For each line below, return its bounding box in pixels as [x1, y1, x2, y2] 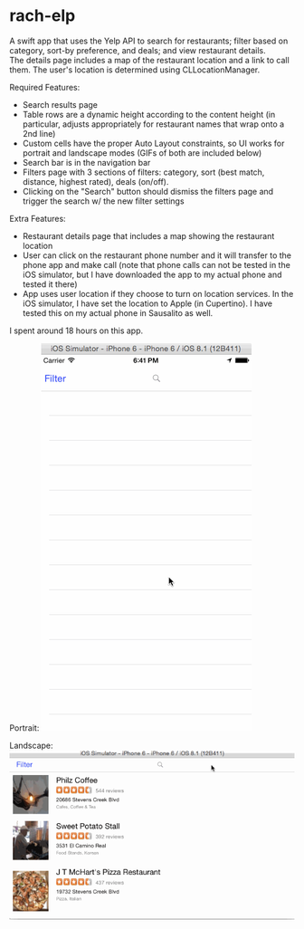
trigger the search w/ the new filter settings [22, 196, 185, 206]
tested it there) [22, 278, 78, 290]
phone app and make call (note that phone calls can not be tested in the [22, 259, 291, 270]
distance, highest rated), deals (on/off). [22, 176, 169, 187]
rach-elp [9, 5, 76, 26]
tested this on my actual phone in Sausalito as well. [22, 307, 214, 318]
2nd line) [22, 128, 56, 139]
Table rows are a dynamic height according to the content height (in [22, 109, 276, 120]
